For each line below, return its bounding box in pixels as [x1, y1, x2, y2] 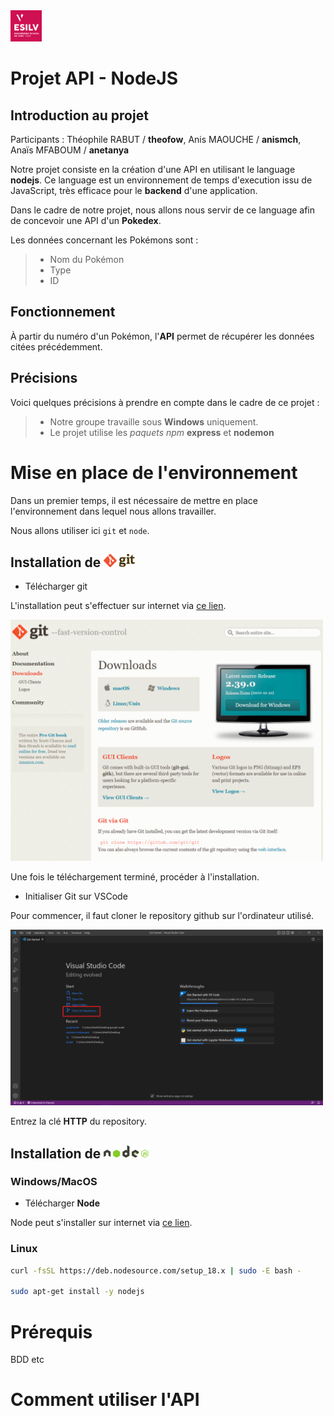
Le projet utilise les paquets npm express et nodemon [49, 426, 275, 438]
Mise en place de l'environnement [10, 461, 298, 484]
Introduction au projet [10, 107, 149, 124]
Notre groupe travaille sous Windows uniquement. [49, 415, 259, 428]
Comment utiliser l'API [10, 1389, 200, 1411]
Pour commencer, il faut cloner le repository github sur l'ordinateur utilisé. [10, 910, 315, 921]
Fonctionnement [10, 304, 116, 321]
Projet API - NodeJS [10, 67, 178, 90]
